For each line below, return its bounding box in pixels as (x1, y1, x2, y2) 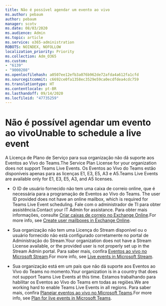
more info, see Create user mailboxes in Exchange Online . (12, 218, 131, 224)
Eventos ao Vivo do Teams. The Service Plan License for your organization (5, 160, 157, 166)
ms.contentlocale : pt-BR (5, 86, 57, 91)
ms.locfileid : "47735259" (5, 95, 59, 100)
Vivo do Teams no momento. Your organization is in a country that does (12, 269, 158, 275)
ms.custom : (5, 58, 28, 63)
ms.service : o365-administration (5, 40, 75, 45)
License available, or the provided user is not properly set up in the (12, 243, 150, 249)
